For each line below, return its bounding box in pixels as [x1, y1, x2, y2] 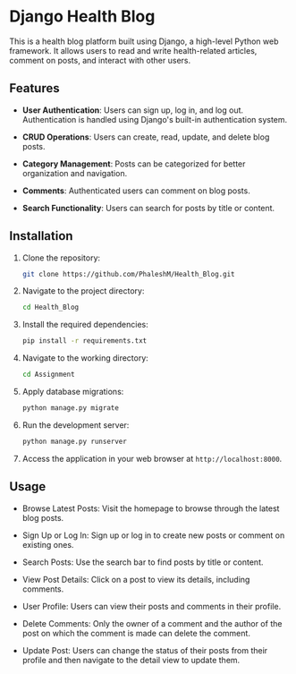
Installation [9, 228, 73, 243]
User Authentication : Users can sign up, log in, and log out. [21, 105, 244, 115]
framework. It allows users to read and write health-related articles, [9, 45, 258, 55]
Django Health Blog [9, 6, 156, 27]
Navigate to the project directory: [21, 286, 145, 296]
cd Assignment [21, 370, 75, 380]
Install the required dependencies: [21, 320, 149, 330]
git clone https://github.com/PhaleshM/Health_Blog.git [21, 269, 235, 278]
